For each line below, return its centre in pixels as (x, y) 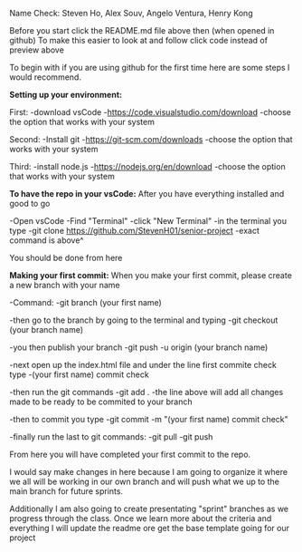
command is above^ (47, 240)
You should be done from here (66, 258)
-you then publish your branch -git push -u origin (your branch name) (139, 347)
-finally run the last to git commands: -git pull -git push (111, 437)
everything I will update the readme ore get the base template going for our (149, 528)
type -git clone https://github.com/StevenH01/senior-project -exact (134, 231)
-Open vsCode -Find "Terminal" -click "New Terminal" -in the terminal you (148, 221)
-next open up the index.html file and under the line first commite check (143, 365)
